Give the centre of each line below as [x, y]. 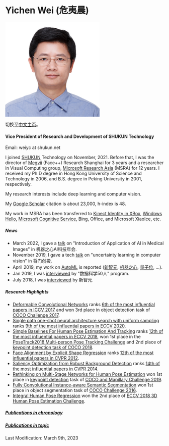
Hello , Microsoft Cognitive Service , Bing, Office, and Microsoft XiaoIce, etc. [83, 219]
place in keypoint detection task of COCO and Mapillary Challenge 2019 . [87, 380]
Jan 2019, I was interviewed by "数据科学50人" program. [71, 274]
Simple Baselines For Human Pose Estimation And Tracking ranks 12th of [88, 331]
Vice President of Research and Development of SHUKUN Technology [80, 136]
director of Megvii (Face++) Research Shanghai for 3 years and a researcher [84, 163]
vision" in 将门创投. [32, 261]
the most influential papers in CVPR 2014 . [56, 369]
